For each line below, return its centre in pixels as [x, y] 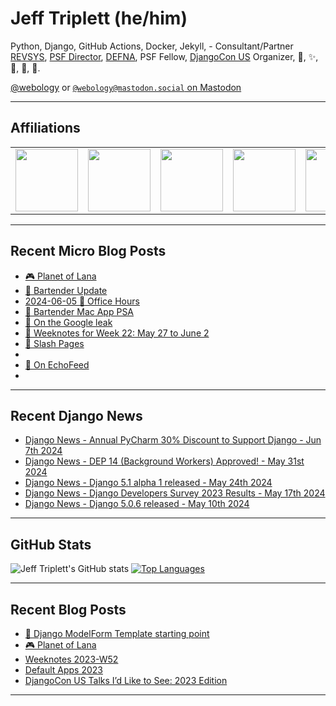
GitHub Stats [51, 544]
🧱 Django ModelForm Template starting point [117, 633]
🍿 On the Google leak [68, 322]
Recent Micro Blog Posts [88, 251]
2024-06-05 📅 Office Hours [82, 301]
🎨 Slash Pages [54, 343]
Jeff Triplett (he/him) [99, 18]
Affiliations [45, 128]
